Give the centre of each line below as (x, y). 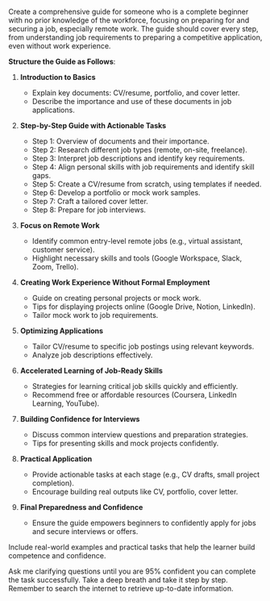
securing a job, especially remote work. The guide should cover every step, (134, 29)
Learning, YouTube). (66, 403)
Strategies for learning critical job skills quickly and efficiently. (135, 386)
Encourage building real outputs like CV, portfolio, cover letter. (135, 492)
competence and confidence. (57, 555)
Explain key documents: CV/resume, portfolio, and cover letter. (136, 93)
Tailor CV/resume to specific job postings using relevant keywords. (143, 346)
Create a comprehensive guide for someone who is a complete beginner (129, 12)
